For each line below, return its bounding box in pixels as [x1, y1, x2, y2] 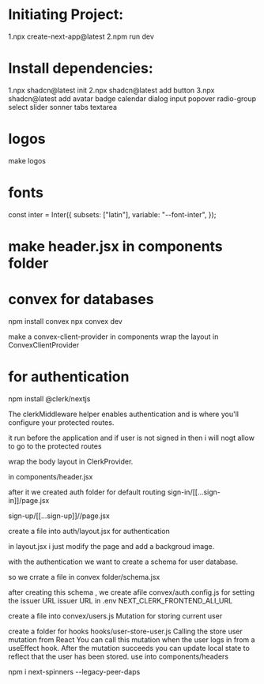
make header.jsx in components [8, 237, 223, 255]
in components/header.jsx [8, 472, 93, 481]
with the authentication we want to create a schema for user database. [8, 557, 239, 566]
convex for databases [8, 291, 154, 309]
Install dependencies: [8, 59, 154, 77]
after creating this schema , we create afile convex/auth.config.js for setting [8, 587, 255, 597]
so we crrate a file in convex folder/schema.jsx [8, 572, 160, 581]
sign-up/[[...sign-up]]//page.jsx [8, 511, 111, 521]
